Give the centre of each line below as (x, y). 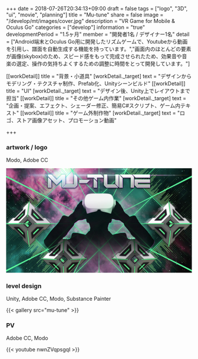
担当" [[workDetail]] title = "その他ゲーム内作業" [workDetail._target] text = (96, 98)
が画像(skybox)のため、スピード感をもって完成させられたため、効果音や (94, 56)
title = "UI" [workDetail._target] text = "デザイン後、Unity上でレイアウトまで (98, 91)
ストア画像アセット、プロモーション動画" (66, 120)
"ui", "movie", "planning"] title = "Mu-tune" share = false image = (85, 15)
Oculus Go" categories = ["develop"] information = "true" (76, 27)
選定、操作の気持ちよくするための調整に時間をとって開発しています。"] (103, 64)
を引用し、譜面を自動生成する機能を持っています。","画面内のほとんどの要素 (99, 49)
